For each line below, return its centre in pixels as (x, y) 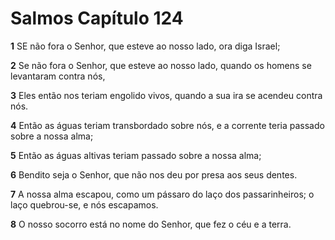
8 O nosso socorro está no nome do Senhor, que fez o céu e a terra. (151, 224)
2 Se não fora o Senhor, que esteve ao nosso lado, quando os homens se (161, 65)
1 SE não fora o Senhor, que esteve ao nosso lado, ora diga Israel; (145, 46)
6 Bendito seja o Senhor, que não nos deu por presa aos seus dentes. (154, 174)
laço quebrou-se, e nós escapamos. (84, 204)
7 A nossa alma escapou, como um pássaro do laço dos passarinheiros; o (162, 194)
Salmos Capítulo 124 (97, 18)
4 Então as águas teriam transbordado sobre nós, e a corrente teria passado (167, 125)
